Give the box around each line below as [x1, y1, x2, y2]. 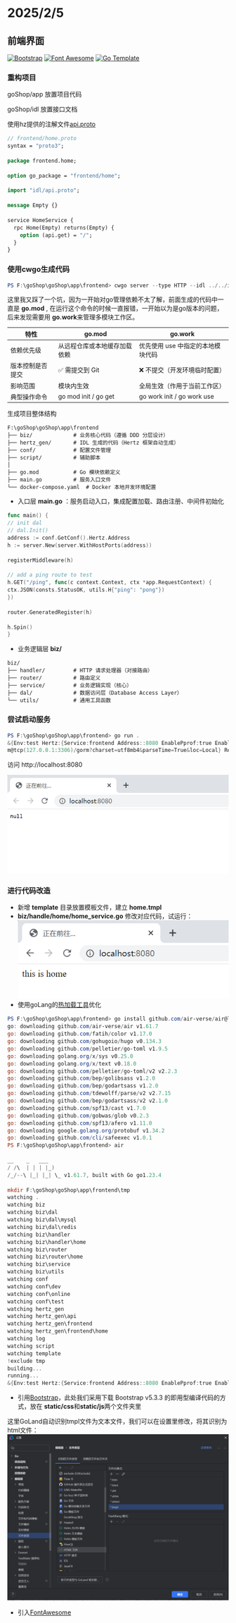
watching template [7, 1350, 61, 1357]
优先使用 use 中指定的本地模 [139, 342, 221, 350]
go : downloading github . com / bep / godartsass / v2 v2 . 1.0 [7, 1097, 169, 1104]
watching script [7, 1343, 55, 1350]
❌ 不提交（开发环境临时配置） [139, 366, 226, 374]
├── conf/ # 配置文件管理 [7, 447, 111, 454]
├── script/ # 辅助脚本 [7, 455, 101, 462]
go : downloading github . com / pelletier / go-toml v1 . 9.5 [7, 1045, 169, 1052]
